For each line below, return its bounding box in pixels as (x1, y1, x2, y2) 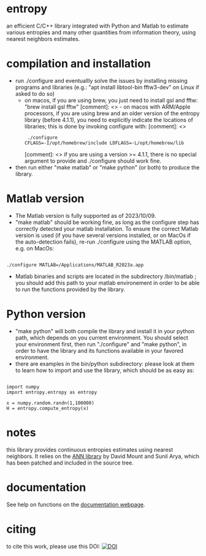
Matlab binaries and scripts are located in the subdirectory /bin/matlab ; (15, 272, 197, 280)
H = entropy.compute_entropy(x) (6, 405, 89, 411)
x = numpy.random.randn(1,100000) (6, 400, 95, 406)
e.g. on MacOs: (15, 244, 54, 252)
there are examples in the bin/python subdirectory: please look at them (15, 360, 195, 367)
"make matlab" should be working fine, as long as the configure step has (15, 218, 199, 226)
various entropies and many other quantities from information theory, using (6, 28, 196, 36)
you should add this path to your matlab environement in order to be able (15, 279, 200, 287)
